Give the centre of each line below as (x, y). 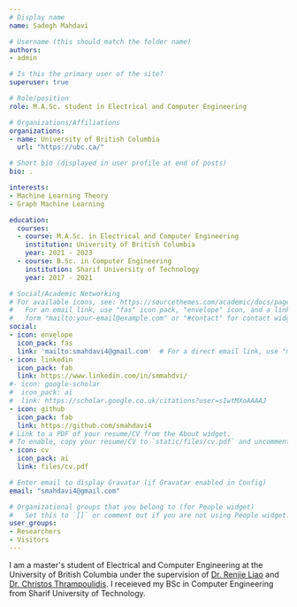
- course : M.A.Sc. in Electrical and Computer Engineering (128, 237)
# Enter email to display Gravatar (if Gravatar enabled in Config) (138, 482)
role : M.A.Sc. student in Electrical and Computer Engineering (128, 106)
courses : (33, 228)
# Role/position (39, 98)
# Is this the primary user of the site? (87, 74)
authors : (25, 50)
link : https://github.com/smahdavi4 (84, 425)
